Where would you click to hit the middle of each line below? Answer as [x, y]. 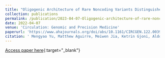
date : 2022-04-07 [23, 23]
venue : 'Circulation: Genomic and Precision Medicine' [62, 28]
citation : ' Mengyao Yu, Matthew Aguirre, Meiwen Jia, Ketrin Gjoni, [78, 37]
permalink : [16, 18]
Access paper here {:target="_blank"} [43, 50]
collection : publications [31, 14]
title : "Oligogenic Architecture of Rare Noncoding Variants [69, 9]
